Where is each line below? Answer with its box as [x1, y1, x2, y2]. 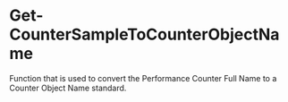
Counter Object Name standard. [9, 82, 127, 93]
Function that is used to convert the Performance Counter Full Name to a [9, 72, 277, 83]
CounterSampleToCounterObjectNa [9, 24, 280, 45]
